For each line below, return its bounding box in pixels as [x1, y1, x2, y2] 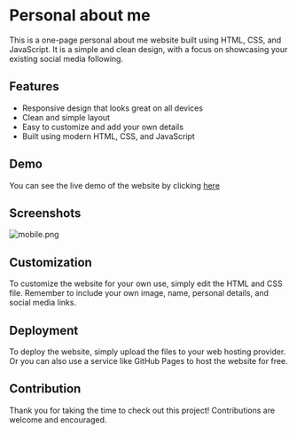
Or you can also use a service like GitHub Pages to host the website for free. [9, 356, 288, 366]
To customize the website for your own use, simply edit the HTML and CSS [9, 278, 283, 289]
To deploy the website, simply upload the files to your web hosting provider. [9, 346, 286, 357]
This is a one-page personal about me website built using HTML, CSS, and [9, 35, 282, 45]
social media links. [9, 298, 77, 308]
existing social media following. [9, 53, 124, 64]
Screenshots [9, 205, 82, 221]
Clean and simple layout [21, 112, 111, 122]
